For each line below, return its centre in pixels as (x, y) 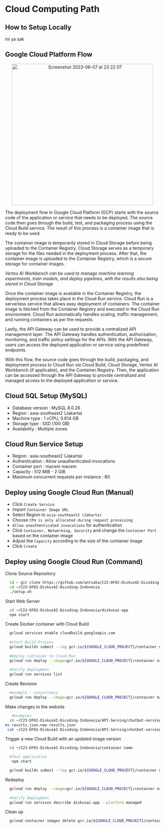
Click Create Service (33, 504)
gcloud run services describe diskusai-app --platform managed (75, 802)
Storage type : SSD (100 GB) (41, 423)
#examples (22, 716)
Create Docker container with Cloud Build (47, 624)
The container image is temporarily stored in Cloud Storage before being (79, 243)
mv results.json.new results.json (41, 725)
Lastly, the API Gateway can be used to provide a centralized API (71, 329)
